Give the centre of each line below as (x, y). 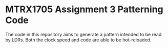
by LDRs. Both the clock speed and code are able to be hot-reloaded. (78, 40)
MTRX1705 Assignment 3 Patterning (85, 9)
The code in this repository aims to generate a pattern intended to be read (83, 34)
